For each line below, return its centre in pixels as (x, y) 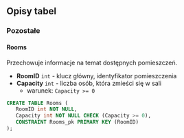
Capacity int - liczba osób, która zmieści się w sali (89, 83)
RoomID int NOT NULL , (46, 109)
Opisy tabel (31, 11)
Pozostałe (23, 31)
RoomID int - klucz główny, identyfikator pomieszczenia (96, 76)
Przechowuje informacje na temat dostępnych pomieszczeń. (92, 62)
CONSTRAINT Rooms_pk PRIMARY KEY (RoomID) (77, 122)
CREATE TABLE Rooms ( (37, 103)
